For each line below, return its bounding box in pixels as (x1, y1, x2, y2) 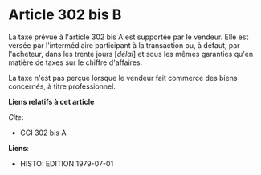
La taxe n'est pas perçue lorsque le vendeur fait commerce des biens (8, 73, 238, 82)
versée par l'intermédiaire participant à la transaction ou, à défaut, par (8, 40, 240, 50)
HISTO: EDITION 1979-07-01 (19, 158, 114, 169)
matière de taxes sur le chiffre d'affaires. (8, 58, 143, 67)
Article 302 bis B (8, 6, 122, 24)
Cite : (8, 112, 24, 121)
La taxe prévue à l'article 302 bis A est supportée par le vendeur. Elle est (8, 32, 249, 42)
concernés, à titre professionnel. (8, 82, 116, 91)
